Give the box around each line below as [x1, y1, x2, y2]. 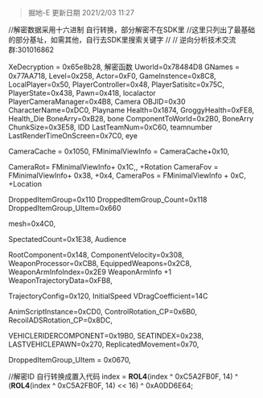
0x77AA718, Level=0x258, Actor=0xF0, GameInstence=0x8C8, [8, 72, 216, 80]
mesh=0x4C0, [8, 219, 56, 228]
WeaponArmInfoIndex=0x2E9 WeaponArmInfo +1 [8, 267, 172, 277]
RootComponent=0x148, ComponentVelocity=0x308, [8, 250, 185, 260]
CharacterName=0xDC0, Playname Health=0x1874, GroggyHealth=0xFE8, [8, 105, 255, 115]
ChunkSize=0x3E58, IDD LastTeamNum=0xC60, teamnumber [8, 122, 213, 132]
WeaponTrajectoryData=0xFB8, [8, 276, 113, 285]
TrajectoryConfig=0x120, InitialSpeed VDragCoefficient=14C [8, 291, 208, 301]
